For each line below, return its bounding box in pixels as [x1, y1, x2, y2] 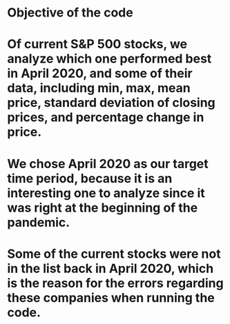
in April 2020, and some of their [7, 65, 193, 81]
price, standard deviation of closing [7, 95, 215, 111]
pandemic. [7, 214, 70, 230]
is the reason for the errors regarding [7, 275, 224, 291]
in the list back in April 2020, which [7, 261, 214, 276]
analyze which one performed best [7, 51, 212, 67]
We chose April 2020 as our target [7, 156, 209, 172]
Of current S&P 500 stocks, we [7, 37, 188, 52]
